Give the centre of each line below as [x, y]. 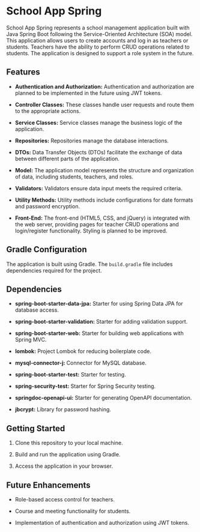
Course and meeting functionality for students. [73, 511]
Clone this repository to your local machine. [69, 443]
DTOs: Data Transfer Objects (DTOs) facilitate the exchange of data [98, 152]
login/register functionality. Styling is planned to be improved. [91, 231]
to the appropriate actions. [48, 111]
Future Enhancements [49, 485]
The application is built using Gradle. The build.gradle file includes [89, 264]
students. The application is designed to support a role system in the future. [100, 53]
